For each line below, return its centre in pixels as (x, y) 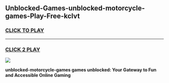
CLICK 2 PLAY (23, 49)
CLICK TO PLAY (25, 31)
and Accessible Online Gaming (38, 75)
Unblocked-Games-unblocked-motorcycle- (75, 8)
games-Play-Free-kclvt (43, 16)
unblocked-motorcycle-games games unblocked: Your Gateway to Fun (81, 69)
